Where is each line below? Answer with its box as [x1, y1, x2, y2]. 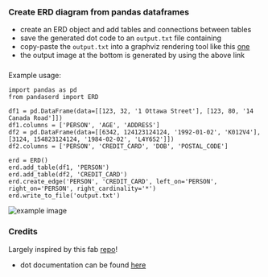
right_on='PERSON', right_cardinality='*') [8, 184, 157, 193]
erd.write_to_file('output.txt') [8, 192, 121, 200]
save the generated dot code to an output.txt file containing [19, 33, 222, 43]
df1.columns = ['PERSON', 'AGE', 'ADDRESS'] [8, 122, 160, 130]
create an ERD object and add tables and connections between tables [19, 25, 252, 35]
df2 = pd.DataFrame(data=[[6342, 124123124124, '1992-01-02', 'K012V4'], [8, 128, 262, 137]
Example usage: [8, 71, 62, 81]
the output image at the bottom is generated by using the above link [19, 51, 245, 60]
